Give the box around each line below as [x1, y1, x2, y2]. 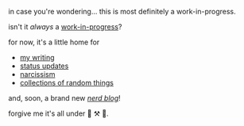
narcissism [19, 70, 56, 78]
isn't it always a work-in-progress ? [8, 22, 122, 31]
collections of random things [19, 78, 114, 87]
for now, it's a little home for [8, 37, 100, 47]
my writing [19, 53, 55, 62]
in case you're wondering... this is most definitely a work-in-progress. [8, 7, 236, 16]
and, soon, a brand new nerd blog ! [8, 94, 121, 102]
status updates [19, 61, 69, 71]
